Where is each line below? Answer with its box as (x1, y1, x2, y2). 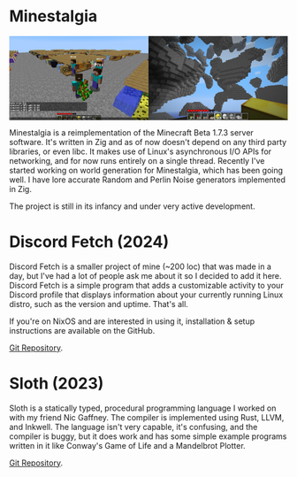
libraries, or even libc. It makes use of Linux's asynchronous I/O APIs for (9, 146, 272, 157)
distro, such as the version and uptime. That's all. (9, 298, 188, 309)
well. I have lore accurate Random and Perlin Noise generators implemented (9, 174, 286, 185)
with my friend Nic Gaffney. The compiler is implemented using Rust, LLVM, (9, 412, 285, 422)
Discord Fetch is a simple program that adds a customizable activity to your (9, 280, 285, 290)
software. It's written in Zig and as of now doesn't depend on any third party (9, 136, 287, 147)
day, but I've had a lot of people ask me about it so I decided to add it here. (9, 270, 282, 281)
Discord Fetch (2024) (9, 232, 170, 251)
